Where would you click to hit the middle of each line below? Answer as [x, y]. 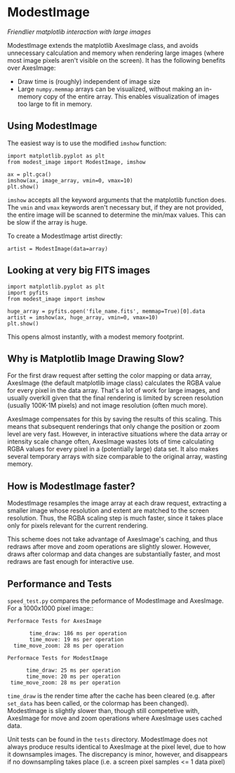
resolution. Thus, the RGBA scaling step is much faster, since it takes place [115, 518]
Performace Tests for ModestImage [58, 658]
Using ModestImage [52, 126]
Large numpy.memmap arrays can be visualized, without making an [110, 89]
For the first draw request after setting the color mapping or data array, [110, 376]
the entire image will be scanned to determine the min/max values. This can [116, 215]
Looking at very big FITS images [79, 271]
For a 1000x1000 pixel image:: [51, 608]
